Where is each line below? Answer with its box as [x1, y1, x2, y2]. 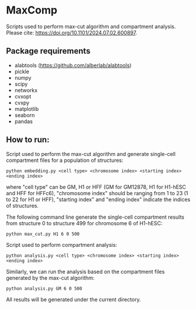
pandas [14, 118, 33, 125]
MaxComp [6, 4, 57, 17]
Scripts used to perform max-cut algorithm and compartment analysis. [6, 23, 176, 30]
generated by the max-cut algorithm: [6, 274, 95, 281]
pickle [14, 68, 29, 75]
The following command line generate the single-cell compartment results [6, 213, 184, 220]
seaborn [14, 111, 35, 118]
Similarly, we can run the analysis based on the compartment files [6, 268, 165, 275]
